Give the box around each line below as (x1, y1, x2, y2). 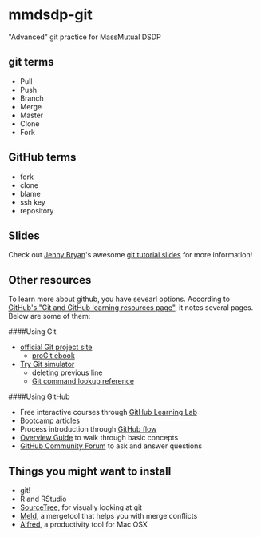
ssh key (19, 197, 45, 207)
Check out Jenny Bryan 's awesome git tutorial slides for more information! (8, 250, 253, 260)
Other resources (8, 273, 92, 287)
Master (19, 110, 44, 120)
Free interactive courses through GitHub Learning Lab (19, 408, 198, 417)
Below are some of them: (8, 312, 91, 321)
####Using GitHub (8, 392, 70, 401)
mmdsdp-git (8, 6, 93, 24)
